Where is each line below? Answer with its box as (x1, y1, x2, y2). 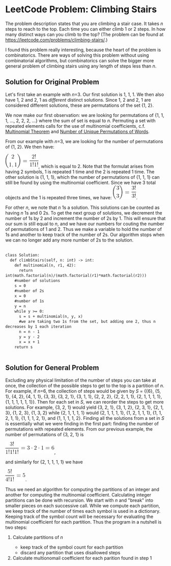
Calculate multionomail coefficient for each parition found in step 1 (12, 555, 152, 561)
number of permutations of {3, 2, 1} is (5, 431, 84, 437)
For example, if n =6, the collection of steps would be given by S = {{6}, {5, (5, 388, 161, 394)
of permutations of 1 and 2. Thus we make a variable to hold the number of (5, 226, 162, 232)
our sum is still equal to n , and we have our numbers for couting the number (5, 221, 164, 227)
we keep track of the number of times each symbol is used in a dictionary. (5, 508, 161, 514)
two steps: (5, 524, 27, 530)
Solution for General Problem (5, 364, 99, 372)
